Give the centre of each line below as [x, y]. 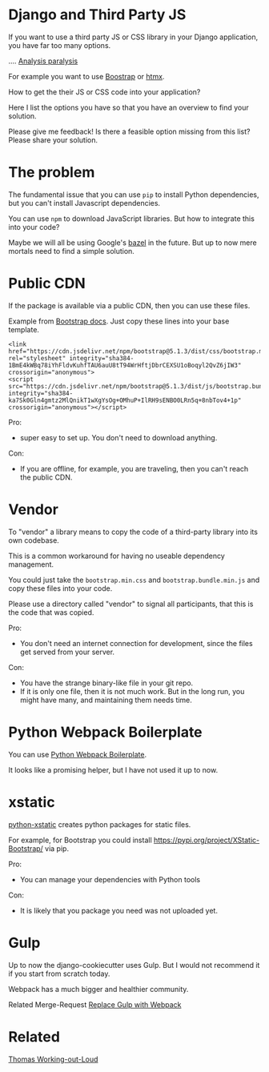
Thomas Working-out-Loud [53, 1059]
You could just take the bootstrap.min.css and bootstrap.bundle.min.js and [134, 580]
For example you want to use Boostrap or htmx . [86, 76]
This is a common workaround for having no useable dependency [117, 556]
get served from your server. [67, 652]
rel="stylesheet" [37, 358]
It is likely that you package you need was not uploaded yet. [119, 910]
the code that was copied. [51, 612]
